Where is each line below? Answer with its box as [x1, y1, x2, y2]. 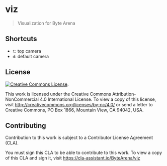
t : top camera [12, 48, 41, 54]
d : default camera [12, 53, 49, 59]
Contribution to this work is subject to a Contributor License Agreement [5, 134, 153, 141]
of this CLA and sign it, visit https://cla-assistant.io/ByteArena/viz [5, 155, 140, 161]
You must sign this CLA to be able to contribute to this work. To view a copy [5, 149, 162, 156]
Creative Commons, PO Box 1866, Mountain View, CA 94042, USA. [5, 107, 144, 113]
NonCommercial [5, 96, 39, 102]
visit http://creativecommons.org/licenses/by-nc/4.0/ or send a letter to [5, 101, 153, 107]
